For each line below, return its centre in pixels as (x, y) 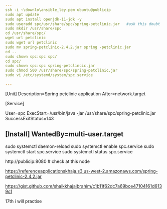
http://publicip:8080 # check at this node (48, 161)
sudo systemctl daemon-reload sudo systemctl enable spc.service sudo (80, 146)
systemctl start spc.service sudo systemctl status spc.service (69, 151)
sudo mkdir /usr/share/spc (33, 29)
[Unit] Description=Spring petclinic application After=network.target (75, 94)
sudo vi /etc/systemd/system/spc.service (49, 75)
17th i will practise (24, 201)
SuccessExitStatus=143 (30, 118)
